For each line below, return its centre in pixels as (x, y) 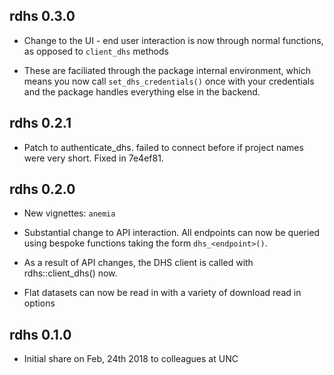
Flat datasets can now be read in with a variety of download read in (162, 293)
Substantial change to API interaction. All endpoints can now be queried (172, 233)
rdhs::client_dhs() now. (70, 273)
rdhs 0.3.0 (42, 16)
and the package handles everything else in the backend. (142, 91)
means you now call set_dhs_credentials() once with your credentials (169, 81)
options (39, 303)
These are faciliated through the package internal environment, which (167, 70)
